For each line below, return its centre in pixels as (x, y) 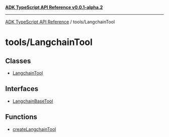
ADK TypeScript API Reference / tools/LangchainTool (60, 22)
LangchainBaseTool (33, 101)
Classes (18, 61)
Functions (21, 117)
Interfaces (22, 89)
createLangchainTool (34, 129)
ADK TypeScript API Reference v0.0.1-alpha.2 (54, 7)
